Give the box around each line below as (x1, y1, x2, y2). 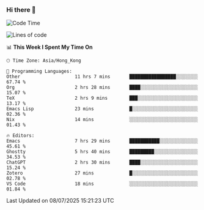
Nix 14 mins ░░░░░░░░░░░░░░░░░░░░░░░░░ (6, 116, 199, 123)
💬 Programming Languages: (6, 69, 72, 75)
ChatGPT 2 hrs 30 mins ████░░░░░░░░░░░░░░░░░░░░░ (6, 159, 199, 166)
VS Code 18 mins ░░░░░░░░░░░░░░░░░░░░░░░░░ (6, 181, 199, 187)
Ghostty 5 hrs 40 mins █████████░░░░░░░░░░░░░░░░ (6, 149, 199, 155)
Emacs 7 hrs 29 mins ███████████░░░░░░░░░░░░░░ (6, 138, 199, 144)
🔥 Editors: (6, 133, 35, 139)
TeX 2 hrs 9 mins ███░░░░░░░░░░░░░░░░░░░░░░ (6, 95, 199, 102)
